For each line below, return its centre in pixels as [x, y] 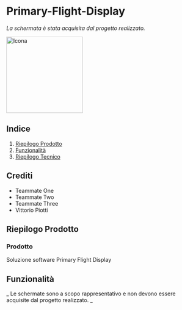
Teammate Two [35, 197]
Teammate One [34, 190]
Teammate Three [37, 203]
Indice [18, 129]
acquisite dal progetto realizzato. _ [49, 300]
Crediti [20, 176]
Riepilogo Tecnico [38, 156]
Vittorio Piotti [31, 210]
